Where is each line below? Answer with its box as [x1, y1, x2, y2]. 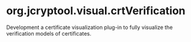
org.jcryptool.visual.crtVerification [6, 4, 186, 18]
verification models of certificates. [6, 30, 92, 37]
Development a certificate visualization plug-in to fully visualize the [6, 24, 173, 31]
